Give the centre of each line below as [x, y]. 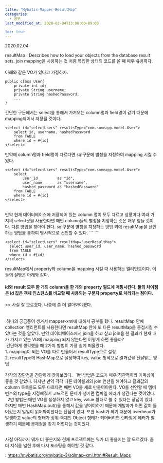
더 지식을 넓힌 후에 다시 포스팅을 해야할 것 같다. [50, 445]
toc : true [15, 32]
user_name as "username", [55, 183]
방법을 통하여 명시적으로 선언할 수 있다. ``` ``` [56, 233]
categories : [17, 14]
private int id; [30, 86]
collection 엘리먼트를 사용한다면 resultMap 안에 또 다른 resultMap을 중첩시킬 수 [81, 328]
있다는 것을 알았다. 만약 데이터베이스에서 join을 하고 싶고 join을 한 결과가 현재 [78, 333]
